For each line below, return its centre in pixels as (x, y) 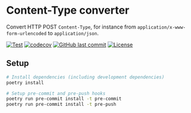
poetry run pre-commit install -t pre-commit (64, 99)
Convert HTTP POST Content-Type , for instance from (71, 27)
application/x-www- (162, 27)
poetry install (25, 83)
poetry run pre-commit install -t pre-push (61, 105)
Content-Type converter (68, 10)
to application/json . (73, 33)
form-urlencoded (26, 33)
